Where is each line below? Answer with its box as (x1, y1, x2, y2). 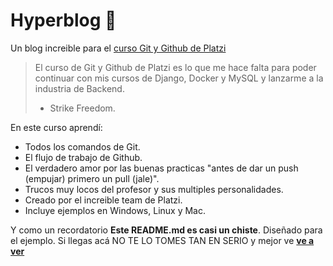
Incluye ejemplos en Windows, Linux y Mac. (24, 204, 206, 216)
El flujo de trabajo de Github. (24, 151, 143, 163)
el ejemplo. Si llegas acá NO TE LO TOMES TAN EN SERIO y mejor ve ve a (10, 234, 315, 246)
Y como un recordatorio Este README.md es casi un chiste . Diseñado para (10, 224, 323, 236)
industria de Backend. (34, 82, 125, 94)
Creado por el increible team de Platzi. (24, 194, 183, 206)
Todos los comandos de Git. (24, 140, 141, 153)
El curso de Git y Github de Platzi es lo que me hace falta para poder (34, 61, 317, 73)
